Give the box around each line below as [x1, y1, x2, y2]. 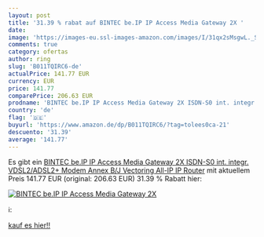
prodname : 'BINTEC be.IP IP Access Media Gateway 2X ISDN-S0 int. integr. [8, 99, 258, 107]
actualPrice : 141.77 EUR [8, 70, 90, 78]
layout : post [8, 11, 51, 20]
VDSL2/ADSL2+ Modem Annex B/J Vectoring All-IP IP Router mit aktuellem [8, 166, 251, 175]
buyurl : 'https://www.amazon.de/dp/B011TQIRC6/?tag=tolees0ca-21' [8, 121, 230, 129]
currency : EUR [8, 77, 55, 85]
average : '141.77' [8, 135, 68, 144]
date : [8, 26, 26, 34]
